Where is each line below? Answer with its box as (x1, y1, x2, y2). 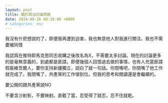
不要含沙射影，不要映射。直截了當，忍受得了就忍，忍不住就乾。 (5, 92, 136, 98)
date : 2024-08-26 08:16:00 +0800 (5, 16, 75, 21)
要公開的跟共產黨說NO (5, 82, 51, 88)
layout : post (5, 7, 32, 12)
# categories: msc (5, 21, 43, 26)
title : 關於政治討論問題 (5, 12, 51, 17)
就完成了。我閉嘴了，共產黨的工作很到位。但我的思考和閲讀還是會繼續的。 (5, 71, 158, 77)
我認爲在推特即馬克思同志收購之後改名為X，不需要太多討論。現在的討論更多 (5, 52, 161, 58)
